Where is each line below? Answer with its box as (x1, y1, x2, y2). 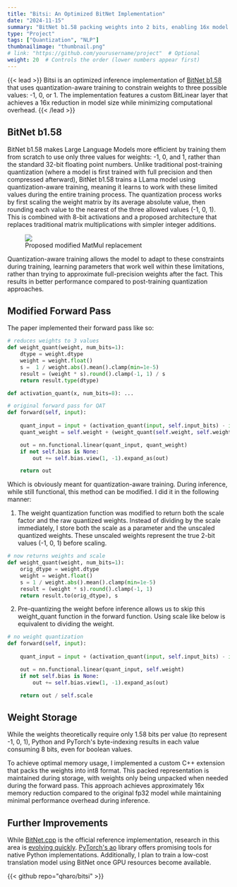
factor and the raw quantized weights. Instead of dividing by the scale (17, 517, 221, 525)
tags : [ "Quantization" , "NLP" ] (7, 37, 99, 44)
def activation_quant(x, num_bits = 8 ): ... (7, 389, 134, 396)
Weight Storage (7, 711, 78, 723)
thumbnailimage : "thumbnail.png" (7, 43, 106, 50)
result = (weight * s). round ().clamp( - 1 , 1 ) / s (20, 370, 166, 377)
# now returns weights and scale (7, 553, 106, 560)
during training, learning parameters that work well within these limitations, (7, 262, 224, 271)
